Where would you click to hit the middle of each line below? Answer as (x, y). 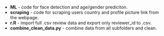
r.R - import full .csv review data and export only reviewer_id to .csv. (81, 23)
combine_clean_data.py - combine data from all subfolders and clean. (83, 28)
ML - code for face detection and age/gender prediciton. (69, 7)
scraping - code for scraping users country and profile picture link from (85, 12)
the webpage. (24, 18)
